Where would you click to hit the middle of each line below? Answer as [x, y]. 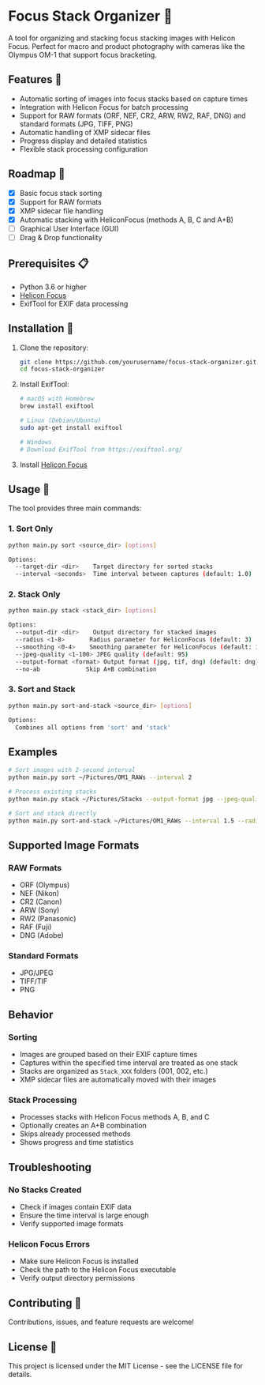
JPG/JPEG [36, 973]
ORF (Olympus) [45, 885]
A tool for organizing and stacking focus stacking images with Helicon [122, 38]
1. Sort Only [31, 529]
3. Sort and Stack [42, 689]
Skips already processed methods [75, 1134]
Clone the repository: [54, 348]
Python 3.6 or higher [53, 287]
